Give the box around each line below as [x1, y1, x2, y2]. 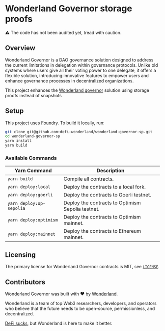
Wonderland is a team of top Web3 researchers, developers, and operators [5, 300, 157, 306]
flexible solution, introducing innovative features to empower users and [5, 72, 149, 79]
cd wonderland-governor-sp [5, 134, 60, 139]
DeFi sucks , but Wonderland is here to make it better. [5, 320, 112, 326]
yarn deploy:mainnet [7, 231, 55, 237]
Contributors [5, 278, 46, 286]
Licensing [5, 250, 36, 259]
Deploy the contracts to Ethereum [63, 228, 141, 235]
